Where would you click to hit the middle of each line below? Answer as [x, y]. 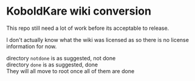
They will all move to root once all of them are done [70, 71]
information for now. [32, 46]
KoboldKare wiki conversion [79, 11]
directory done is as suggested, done [52, 65]
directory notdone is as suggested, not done [61, 58]
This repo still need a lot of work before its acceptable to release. [88, 28]
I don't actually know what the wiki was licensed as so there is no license [98, 40]
